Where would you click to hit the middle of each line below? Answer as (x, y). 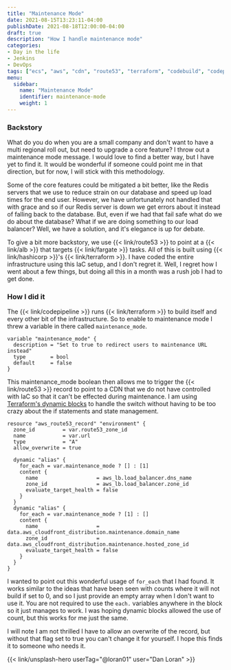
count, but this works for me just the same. (68, 618)
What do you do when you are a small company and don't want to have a (110, 143)
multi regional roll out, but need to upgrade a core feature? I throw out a (108, 150)
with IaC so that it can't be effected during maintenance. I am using (102, 396)
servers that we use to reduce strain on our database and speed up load (109, 192)
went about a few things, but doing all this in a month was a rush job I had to (115, 272)
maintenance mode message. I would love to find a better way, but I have (111, 157)
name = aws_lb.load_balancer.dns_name (109, 478)
